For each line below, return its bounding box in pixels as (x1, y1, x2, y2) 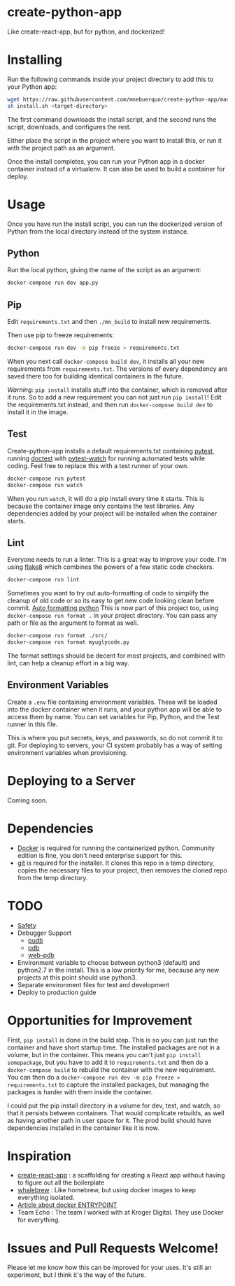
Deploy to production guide (17, 988, 97, 996)
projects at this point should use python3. (17, 973, 138, 982)
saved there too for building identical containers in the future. (7, 372, 184, 380)
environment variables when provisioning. (7, 748, 128, 756)
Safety (17, 921, 37, 929)
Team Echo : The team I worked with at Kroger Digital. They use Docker (17, 1208, 224, 1217)
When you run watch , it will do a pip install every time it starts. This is (7, 494, 205, 502)
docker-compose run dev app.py (7, 279, 99, 287)
